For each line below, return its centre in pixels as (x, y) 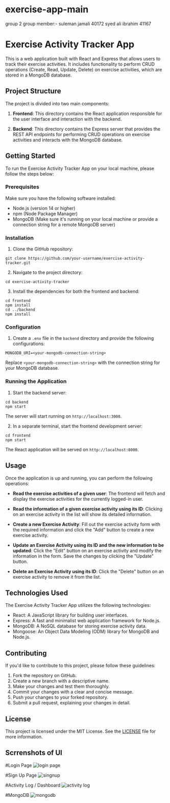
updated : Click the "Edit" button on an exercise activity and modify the (87, 550)
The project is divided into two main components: (57, 103)
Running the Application (36, 381)
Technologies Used (37, 593)
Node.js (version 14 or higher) (44, 208)
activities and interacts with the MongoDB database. (68, 140)
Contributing (26, 653)
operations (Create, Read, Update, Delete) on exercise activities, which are (84, 69)
